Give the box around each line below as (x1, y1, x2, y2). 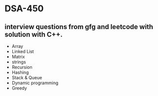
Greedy (11, 85, 28, 91)
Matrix (11, 54, 25, 60)
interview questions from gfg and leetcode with (4, 23, 154, 31)
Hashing (11, 69, 29, 75)
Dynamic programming (11, 80, 59, 86)
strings (11, 59, 26, 64)
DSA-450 (4, 3, 44, 14)
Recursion (11, 64, 32, 70)
